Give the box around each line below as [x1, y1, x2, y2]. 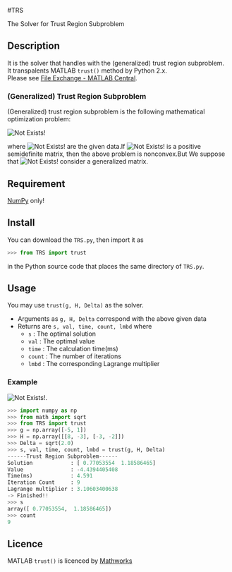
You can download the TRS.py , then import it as [7, 236, 144, 244]
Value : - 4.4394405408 [7, 465, 118, 473]
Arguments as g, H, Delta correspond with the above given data [17, 315, 207, 323]
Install [7, 217, 35, 229]
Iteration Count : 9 [7, 479, 80, 486]
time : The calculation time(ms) [28, 345, 118, 353]
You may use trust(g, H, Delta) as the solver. [7, 301, 144, 310]
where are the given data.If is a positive [7, 142, 202, 151]
